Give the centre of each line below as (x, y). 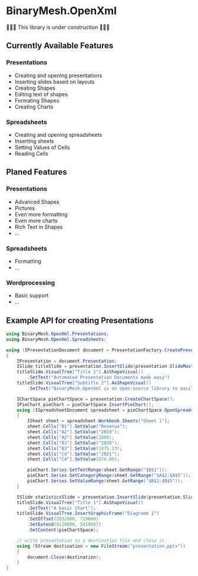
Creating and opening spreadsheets (58, 134)
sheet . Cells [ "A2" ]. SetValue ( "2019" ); (73, 432)
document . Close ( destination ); (64, 557)
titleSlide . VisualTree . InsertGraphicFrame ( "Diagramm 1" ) (88, 514)
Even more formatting (41, 214)
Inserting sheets (34, 141)
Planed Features (37, 172)
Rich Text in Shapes (39, 227)
